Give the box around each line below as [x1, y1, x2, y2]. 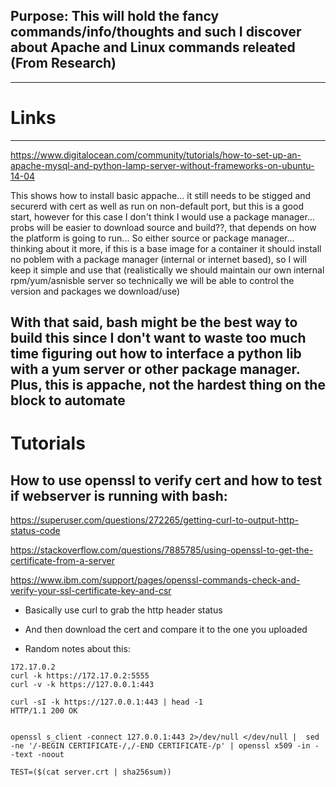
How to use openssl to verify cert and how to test [10, 472, 323, 489]
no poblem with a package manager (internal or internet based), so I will [10, 253, 307, 265]
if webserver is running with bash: [10, 487, 228, 504]
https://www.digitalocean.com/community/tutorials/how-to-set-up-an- [10, 149, 302, 161]
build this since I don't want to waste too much [10, 330, 307, 347]
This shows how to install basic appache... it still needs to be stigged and [10, 189, 312, 201]
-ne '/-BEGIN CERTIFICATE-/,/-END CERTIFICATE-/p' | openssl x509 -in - [10, 741, 320, 751]
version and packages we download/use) [10, 285, 181, 297]
